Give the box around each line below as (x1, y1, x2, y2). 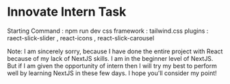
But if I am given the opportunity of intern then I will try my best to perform (7, 61, 217, 70)
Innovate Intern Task (7, 4, 127, 20)
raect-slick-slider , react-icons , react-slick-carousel (7, 33, 155, 42)
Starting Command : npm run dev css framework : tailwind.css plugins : (7, 27, 209, 35)
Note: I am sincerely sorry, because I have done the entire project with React (7, 47, 223, 55)
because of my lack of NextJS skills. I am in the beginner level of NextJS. (7, 54, 214, 62)
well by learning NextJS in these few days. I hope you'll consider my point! (7, 69, 217, 77)
